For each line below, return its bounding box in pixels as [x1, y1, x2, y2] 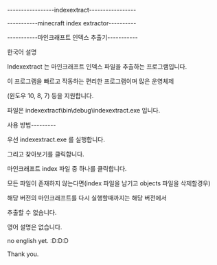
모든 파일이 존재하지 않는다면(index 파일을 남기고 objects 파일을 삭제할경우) [7, 179, 211, 187]
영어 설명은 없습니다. [7, 223, 62, 231]
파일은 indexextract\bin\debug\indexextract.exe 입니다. [7, 106, 161, 114]
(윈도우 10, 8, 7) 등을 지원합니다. [7, 92, 94, 100]
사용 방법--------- [7, 121, 56, 129]
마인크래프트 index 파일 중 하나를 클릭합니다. [7, 165, 127, 172]
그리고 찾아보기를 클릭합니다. [7, 150, 84, 158]
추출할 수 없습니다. [7, 209, 57, 216]
